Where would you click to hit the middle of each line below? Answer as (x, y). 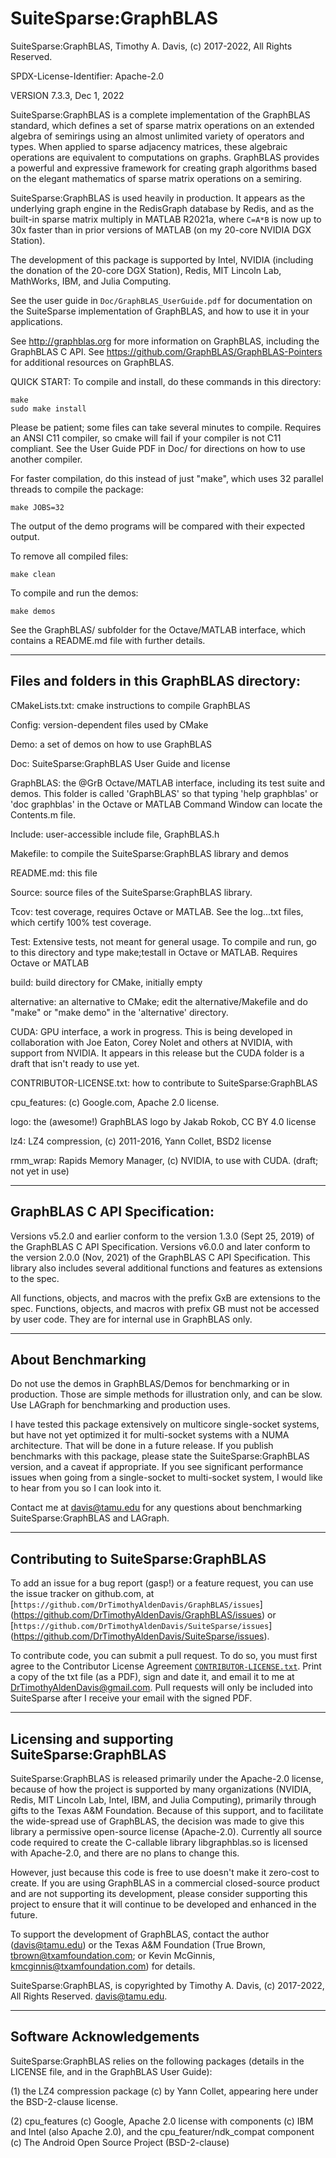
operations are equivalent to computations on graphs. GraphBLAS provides (165, 157)
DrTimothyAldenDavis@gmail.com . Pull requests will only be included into (161, 1688)
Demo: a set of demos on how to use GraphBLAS (111, 744)
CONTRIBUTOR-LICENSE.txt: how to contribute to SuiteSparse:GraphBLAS (164, 1083)
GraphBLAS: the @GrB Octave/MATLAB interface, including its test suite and (168, 783)
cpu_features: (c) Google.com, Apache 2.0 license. (115, 1102)
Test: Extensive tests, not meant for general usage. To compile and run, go (163, 941)
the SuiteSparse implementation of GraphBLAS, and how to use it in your (160, 311)
